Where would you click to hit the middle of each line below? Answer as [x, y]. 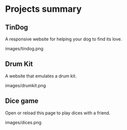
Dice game [22, 101]
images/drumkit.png [26, 85]
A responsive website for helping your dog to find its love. [63, 39]
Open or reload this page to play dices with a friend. [58, 113]
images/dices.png [23, 122]
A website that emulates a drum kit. [41, 76]
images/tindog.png [24, 49]
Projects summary [44, 9]
